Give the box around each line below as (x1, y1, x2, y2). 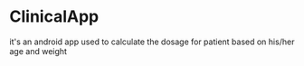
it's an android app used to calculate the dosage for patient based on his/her (9, 36, 295, 47)
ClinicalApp (9, 6, 100, 27)
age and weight (9, 45, 68, 56)
